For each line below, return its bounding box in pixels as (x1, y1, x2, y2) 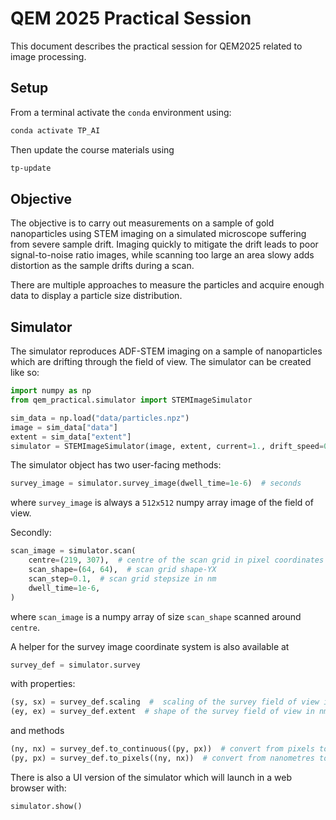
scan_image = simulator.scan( (10, 546, 137, 556)
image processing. (10, 50, 87, 62)
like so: (10, 367, 40, 379)
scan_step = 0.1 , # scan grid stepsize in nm (28, 573, 217, 584)
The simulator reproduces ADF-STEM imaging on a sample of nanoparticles (10, 345, 323, 357)
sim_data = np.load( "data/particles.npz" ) (10, 413, 190, 423)
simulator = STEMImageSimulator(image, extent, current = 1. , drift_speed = (10, 441, 325, 451)
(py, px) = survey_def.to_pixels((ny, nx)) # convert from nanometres (10, 753, 315, 763)
